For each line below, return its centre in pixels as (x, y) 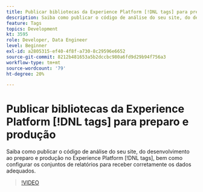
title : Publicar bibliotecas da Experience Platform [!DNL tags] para (97, 12)
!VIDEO (30, 183)
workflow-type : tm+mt (34, 62)
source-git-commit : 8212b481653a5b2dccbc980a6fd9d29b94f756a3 (86, 57)
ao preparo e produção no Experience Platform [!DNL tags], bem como (95, 158)
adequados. (21, 171)
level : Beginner (27, 46)
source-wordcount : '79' (36, 68)
